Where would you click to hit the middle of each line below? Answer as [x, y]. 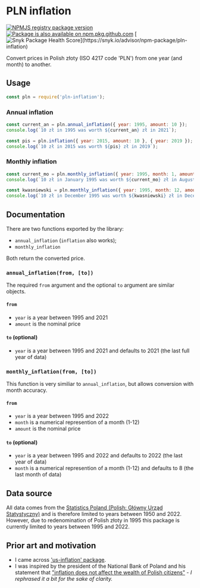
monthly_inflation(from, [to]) [51, 372]
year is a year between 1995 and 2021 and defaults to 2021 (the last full [102, 351]
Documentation [36, 214]
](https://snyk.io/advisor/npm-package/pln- [134, 40]
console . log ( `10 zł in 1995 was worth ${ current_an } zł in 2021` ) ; [92, 130]
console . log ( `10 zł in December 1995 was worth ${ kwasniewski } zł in [94, 196]
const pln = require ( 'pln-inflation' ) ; [56, 97]
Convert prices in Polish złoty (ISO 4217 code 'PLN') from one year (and [94, 58]
